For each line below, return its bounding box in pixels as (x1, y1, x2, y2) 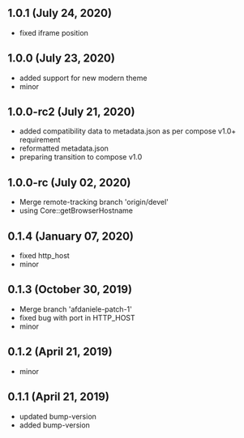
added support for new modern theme (19, 73, 148, 83)
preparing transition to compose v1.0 (19, 152, 143, 162)
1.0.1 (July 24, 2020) (7, 6, 113, 20)
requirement (19, 135, 61, 145)
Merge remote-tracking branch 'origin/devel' (19, 198, 169, 207)
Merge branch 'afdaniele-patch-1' (19, 304, 133, 314)
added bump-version (19, 420, 91, 430)
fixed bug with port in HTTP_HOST (19, 313, 135, 322)
